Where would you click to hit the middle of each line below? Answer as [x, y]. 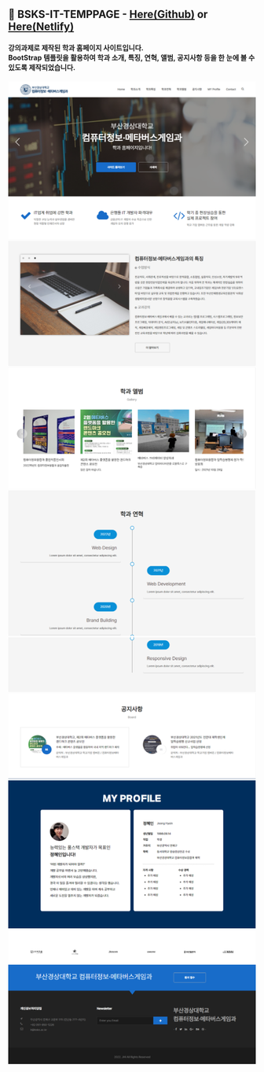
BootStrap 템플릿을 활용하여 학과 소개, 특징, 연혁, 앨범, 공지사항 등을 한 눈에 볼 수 [132, 57]
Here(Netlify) [41, 27]
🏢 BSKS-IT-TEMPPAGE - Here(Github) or [108, 15]
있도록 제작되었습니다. [42, 67]
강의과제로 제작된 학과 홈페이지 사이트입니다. [76, 47]
